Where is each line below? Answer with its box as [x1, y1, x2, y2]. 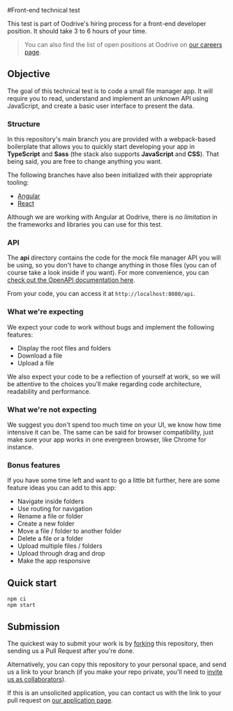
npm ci [7, 596, 27, 603]
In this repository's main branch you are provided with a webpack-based [7, 135, 216, 143]
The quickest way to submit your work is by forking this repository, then [7, 639, 214, 647]
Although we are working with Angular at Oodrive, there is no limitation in [7, 213, 218, 221]
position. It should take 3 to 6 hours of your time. [7, 27, 148, 35]
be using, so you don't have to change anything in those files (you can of [7, 261, 217, 269]
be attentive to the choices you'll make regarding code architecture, [7, 379, 202, 388]
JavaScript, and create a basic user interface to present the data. [7, 101, 195, 110]
